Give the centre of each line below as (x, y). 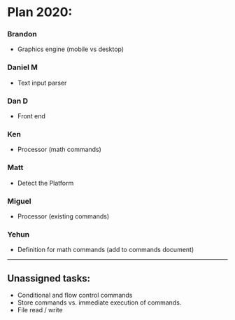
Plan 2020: (40, 12)
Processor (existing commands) (63, 216)
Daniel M (23, 67)
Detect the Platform (45, 183)
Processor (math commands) (59, 149)
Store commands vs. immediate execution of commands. (99, 302)
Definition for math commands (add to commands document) (106, 250)
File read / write (40, 310)
